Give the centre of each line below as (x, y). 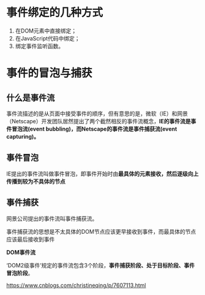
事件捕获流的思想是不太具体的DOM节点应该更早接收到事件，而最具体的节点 (101, 231)
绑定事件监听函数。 (39, 46)
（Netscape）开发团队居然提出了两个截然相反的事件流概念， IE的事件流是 (99, 121)
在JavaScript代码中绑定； (48, 38)
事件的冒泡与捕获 (50, 73)
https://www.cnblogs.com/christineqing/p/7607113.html (76, 285)
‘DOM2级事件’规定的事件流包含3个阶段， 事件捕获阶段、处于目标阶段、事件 (100, 265)
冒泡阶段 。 (20, 273)
